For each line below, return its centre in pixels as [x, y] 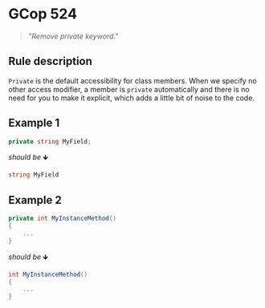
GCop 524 [43, 14]
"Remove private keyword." [73, 36]
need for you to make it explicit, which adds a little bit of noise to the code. [132, 98]
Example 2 [35, 200]
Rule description [50, 61]
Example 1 [34, 123]
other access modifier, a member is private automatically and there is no [129, 89]
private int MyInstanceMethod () [62, 219]
